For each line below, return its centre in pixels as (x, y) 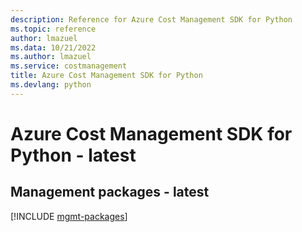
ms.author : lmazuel (51, 57)
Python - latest (73, 155)
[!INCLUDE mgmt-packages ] (69, 216)
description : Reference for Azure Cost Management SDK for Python (151, 19)
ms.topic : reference (53, 29)
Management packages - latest (110, 192)
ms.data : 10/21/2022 (53, 47)
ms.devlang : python (51, 85)
